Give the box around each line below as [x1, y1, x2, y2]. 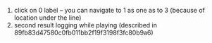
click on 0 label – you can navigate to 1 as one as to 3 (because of [13, 6, 206, 14]
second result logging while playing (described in [13, 21, 157, 29]
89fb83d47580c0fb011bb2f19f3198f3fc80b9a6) [13, 28, 154, 37]
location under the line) [13, 13, 82, 22]
